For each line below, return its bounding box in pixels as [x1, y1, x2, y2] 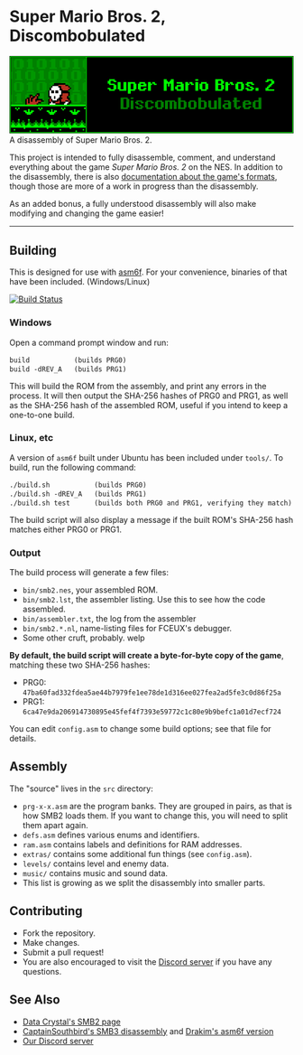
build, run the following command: [9, 462, 137, 472]
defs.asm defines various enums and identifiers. [22, 829, 200, 840]
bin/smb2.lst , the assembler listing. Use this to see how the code [22, 594, 266, 605]
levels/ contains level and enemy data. [22, 858, 170, 869]
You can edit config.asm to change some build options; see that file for [9, 724, 272, 734]
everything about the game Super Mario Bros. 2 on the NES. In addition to [9, 162, 283, 173]
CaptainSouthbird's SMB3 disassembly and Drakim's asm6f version [22, 1025, 274, 1036]
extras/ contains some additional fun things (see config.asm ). [22, 848, 252, 859]
